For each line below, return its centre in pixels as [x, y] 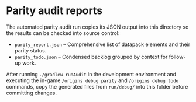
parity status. [30, 50]
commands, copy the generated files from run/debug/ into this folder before [97, 86]
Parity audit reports [54, 11]
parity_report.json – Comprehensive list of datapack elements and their [102, 44]
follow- [177, 57]
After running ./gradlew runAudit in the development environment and [91, 74]
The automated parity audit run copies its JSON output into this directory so [97, 27]
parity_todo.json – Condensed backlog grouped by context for [91, 57]
